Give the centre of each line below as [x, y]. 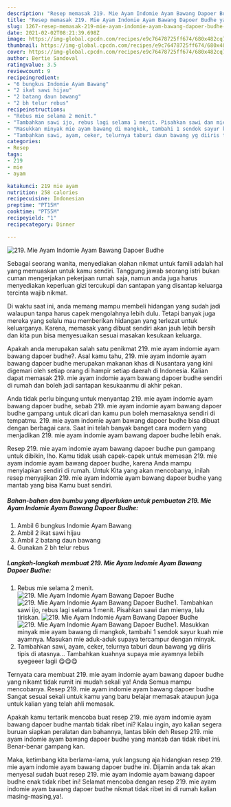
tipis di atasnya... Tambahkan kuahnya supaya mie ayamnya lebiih [110, 653]
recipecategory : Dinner [41, 224]
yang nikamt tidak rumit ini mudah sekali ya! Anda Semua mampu [99, 682]
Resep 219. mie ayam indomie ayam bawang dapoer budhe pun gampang [111, 448]
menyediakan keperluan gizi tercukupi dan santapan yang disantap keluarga [115, 285]
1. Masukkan [192, 625]
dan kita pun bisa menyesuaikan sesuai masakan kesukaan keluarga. [104, 335]
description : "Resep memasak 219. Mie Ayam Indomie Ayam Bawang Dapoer [112, 13]
